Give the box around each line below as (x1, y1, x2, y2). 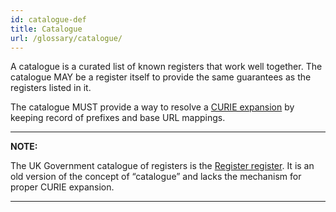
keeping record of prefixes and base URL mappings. (10, 112, 226, 124)
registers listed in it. (10, 82, 92, 94)
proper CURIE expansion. (10, 181, 115, 193)
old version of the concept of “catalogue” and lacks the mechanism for (10, 171, 302, 183)
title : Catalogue (10, 24, 83, 34)
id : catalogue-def (10, 14, 87, 25)
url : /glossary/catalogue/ (10, 33, 123, 43)
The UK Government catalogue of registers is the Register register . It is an (10, 160, 315, 172)
